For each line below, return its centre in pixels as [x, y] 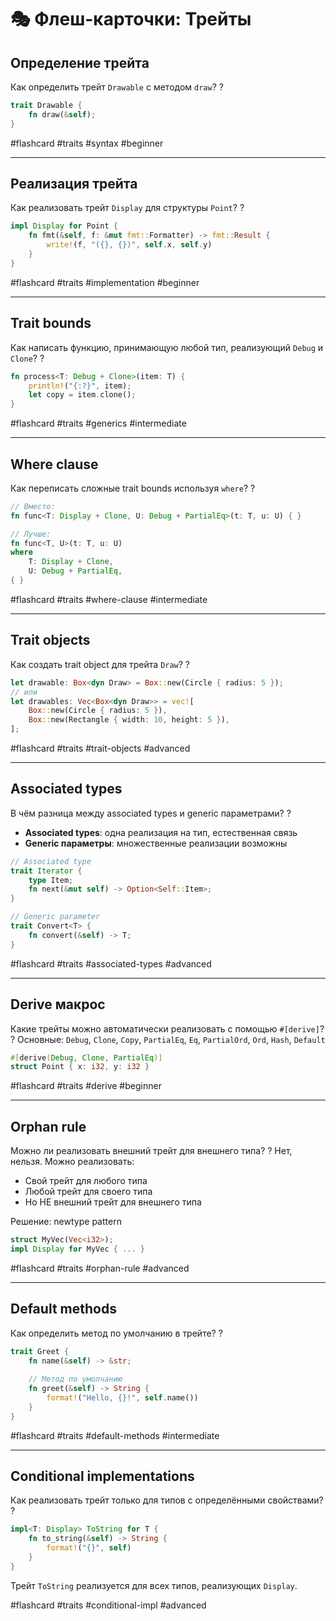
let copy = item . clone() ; [82, 395]
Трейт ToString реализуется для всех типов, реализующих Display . [154, 1585]
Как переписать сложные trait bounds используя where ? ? [133, 488]
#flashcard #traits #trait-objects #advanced [100, 748]
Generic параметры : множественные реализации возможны [156, 843]
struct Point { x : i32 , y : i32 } [80, 1067]
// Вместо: [33, 506]
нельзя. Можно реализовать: [72, 1162]
